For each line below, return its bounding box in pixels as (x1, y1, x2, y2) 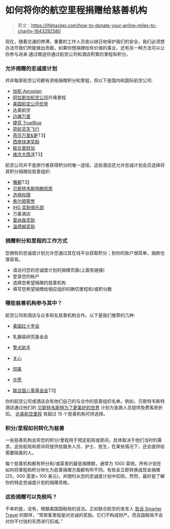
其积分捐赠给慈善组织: (5, 168, 52, 174)
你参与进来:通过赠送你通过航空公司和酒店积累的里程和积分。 (5, 51, 131, 57)
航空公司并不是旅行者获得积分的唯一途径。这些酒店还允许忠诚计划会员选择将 (5, 162, 165, 168)
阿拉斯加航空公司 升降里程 (12, 95, 66, 101)
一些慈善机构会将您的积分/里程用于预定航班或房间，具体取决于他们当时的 (5, 437, 158, 443)
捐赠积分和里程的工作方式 (5, 237, 68, 244)
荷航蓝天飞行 (12, 126, 39, 132)
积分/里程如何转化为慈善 (5, 424, 65, 431)
